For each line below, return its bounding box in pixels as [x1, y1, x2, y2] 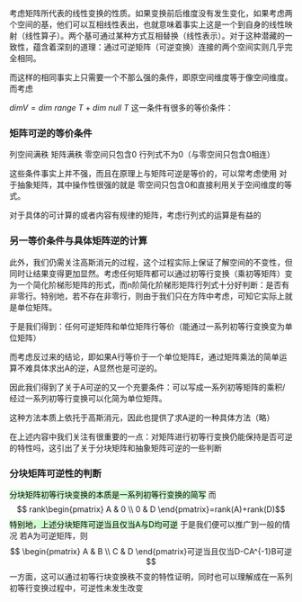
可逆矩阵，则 [40, 530, 88, 541]
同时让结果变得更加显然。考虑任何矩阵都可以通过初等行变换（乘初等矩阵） [9, 268, 285, 279]
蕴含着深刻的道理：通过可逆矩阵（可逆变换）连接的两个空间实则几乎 [32, 41, 285, 52]
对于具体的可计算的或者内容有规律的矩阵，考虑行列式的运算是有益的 [9, 210, 262, 220]
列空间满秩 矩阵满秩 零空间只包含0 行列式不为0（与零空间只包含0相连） [9, 149, 276, 160]
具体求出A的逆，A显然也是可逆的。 [32, 363, 163, 373]
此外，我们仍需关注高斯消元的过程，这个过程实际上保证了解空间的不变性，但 [9, 256, 293, 267]
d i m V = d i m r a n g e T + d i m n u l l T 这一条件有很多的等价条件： [9, 103, 234, 112]
